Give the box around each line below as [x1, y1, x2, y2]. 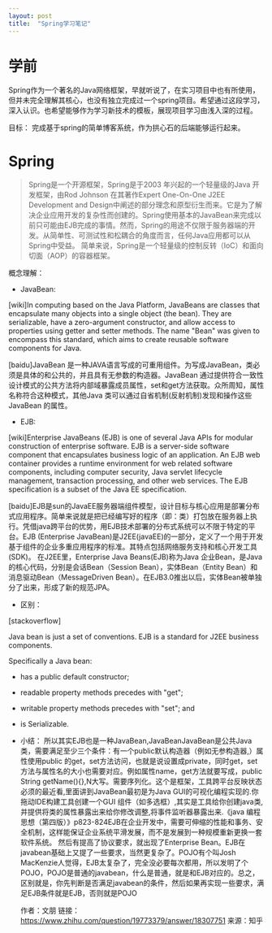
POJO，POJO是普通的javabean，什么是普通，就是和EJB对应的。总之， [19, 868, 260, 878]
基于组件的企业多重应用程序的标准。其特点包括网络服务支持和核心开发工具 [8, 542, 257, 552]
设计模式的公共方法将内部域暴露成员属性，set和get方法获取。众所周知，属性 [8, 380, 265, 390]
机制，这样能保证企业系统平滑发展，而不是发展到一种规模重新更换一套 [27, 827, 262, 837]
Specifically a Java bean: [8, 656, 93, 666]
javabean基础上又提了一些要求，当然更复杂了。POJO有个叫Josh [19, 848, 236, 857]
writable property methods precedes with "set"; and [19, 704, 195, 714]
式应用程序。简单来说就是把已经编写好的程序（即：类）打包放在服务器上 [8, 511, 250, 521]
